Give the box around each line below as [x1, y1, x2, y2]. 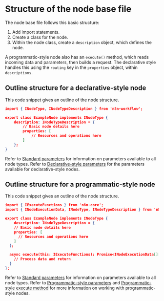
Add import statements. [12, 29, 60, 35]
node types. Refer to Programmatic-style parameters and [5, 279, 121, 285]
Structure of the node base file [5, 3, 132, 15]
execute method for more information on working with [16, 285, 124, 291]
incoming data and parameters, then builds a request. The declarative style [5, 59, 156, 65]
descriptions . [5, 69, 33, 75]
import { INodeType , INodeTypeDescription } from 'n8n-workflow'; [5, 106, 143, 111]
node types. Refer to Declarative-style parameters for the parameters [5, 161, 145, 167]
